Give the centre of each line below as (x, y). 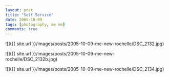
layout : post (19, 10)
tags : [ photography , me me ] (35, 24)
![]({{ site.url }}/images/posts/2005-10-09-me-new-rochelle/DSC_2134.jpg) (85, 69)
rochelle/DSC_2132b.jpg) (31, 59)
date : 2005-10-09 (24, 20)
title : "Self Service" (29, 15)
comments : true (22, 29)
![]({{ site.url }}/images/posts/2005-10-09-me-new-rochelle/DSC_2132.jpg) (85, 44)
